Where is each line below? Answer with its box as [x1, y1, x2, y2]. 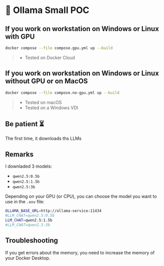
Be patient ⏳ [5, 120, 44, 128]
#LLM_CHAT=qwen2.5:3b [5, 222, 50, 227]
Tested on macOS [24, 99, 62, 105]
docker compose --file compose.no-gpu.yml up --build [5, 90, 120, 95]
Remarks [5, 150, 34, 158]
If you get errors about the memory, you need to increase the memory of [5, 249, 155, 255]
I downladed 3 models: [5, 163, 52, 169]
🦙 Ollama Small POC [5, 5, 89, 16]
